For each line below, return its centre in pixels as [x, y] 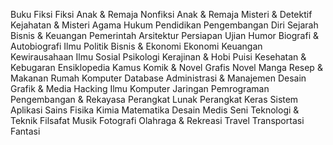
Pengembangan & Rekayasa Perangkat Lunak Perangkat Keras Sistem [154, 99]
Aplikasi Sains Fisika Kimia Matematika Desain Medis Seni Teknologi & [155, 110]
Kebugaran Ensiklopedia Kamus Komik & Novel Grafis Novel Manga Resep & [166, 67]
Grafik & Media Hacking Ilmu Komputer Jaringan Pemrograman [140, 88]
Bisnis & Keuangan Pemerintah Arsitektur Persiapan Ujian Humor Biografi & [165, 35]
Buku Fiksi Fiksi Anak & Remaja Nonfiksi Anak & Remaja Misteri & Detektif [161, 14]
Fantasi [25, 131]
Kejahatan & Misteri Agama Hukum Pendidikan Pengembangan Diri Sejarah [164, 25]
